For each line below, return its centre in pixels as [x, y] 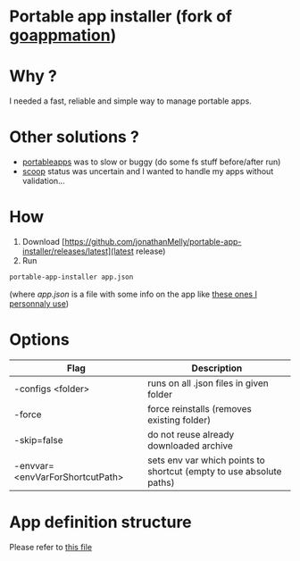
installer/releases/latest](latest [78, 251]
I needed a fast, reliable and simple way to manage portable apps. [130, 101]
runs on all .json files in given [208, 383]
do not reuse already [191, 434]
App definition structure [100, 522]
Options [39, 340]
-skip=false [38, 440]
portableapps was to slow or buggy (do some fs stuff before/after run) [151, 162]
